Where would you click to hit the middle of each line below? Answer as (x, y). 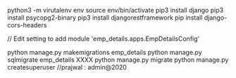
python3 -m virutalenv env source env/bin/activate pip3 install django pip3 (116, 10)
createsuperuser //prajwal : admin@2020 (67, 67)
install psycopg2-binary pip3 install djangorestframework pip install (105, 18)
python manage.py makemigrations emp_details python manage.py (105, 52)
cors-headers (27, 25)
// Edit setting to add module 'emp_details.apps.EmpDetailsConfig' (104, 39)
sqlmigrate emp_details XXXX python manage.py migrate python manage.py (118, 60)
